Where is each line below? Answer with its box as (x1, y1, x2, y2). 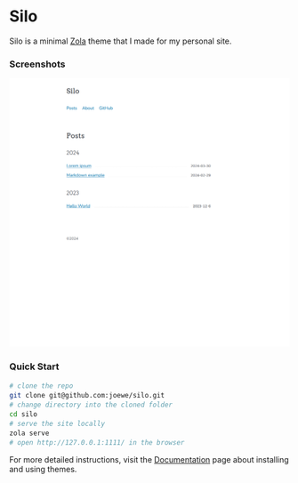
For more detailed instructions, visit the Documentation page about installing (9, 454, 289, 464)
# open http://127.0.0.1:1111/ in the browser (9, 438, 185, 447)
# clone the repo (9, 382, 74, 390)
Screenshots (9, 58, 66, 70)
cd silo (9, 410, 38, 419)
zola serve (9, 429, 50, 438)
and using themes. (9, 463, 77, 474)
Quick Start (9, 360, 60, 373)
